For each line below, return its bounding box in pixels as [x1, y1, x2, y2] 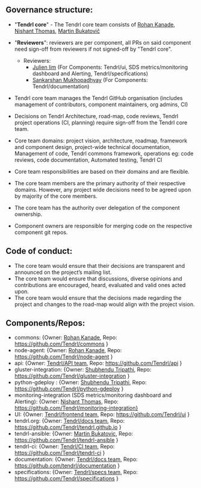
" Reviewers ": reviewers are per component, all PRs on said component [14, 39, 191, 46]
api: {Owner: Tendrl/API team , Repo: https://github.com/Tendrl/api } [14, 360, 182, 367]
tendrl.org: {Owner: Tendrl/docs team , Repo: [14, 417, 125, 425]
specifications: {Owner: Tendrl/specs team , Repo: [14, 469, 138, 476]
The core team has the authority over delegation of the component [14, 204, 180, 211]
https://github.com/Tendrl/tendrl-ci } [14, 449, 105, 457]
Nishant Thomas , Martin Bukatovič [14, 27, 100, 34]
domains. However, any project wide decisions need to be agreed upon [14, 186, 191, 193]
